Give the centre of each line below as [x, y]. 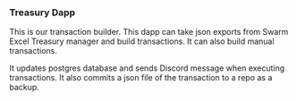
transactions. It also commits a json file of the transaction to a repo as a [141, 78]
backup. [25, 88]
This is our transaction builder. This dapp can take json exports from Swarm [149, 32]
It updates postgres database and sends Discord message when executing [147, 68]
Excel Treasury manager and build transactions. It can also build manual [142, 41]
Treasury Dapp [42, 13]
